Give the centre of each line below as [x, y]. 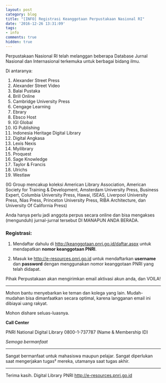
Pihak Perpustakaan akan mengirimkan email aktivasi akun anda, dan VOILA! [83, 279]
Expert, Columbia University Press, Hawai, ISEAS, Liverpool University [77, 195]
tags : [11, 28]
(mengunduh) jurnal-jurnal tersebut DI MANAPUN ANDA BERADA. [72, 220]
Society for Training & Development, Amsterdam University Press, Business [82, 190]
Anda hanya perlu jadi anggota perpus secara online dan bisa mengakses [80, 215]
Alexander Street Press [36, 80]
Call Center [17, 323]
